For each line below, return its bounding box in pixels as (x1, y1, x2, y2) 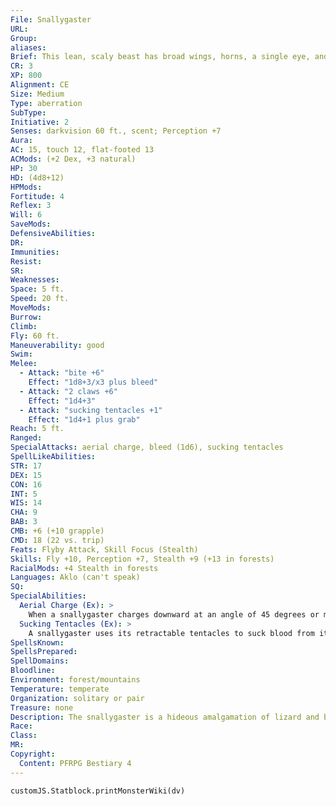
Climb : (10, 321, 38, 331)
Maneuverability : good (10, 340, 105, 350)
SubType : (10, 107, 47, 118)
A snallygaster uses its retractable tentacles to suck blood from (28, 628, 315, 638)
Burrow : (10, 312, 43, 322)
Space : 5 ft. (10, 284, 65, 295)
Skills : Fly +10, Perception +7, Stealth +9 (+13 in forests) (10, 554, 275, 564)
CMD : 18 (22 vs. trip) (10, 535, 105, 545)
